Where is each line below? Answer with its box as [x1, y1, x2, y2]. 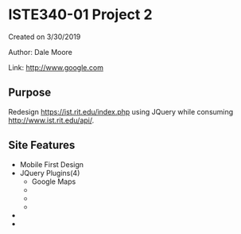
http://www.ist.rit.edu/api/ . [8, 115, 95, 125]
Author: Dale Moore [8, 47, 73, 57]
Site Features [8, 138, 76, 152]
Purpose [8, 86, 52, 99]
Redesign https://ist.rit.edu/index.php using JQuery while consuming [8, 107, 234, 116]
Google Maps [31, 177, 76, 186]
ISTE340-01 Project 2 [8, 6, 153, 24]
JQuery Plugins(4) [19, 168, 80, 177]
